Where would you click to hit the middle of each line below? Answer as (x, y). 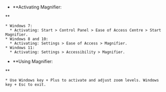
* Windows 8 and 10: (27, 39)
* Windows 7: (19, 26)
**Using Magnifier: (33, 61)
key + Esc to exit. (26, 84)
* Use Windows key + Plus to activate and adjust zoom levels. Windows (82, 80)
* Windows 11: (20, 47)
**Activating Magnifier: (37, 7)
